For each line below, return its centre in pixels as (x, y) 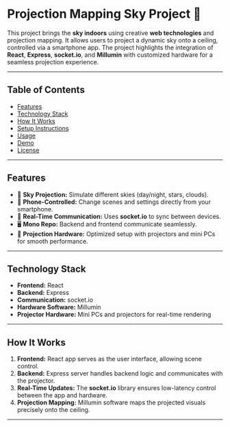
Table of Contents (46, 90)
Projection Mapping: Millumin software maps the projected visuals (111, 402)
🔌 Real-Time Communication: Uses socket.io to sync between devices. (119, 216)
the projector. (36, 381)
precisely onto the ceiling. (53, 410)
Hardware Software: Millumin (59, 307)
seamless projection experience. (53, 62)
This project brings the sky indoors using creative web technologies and (111, 33)
